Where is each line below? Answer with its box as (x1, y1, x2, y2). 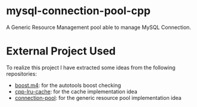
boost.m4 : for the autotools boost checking (14, 82, 121, 89)
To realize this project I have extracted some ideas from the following (6, 64, 176, 71)
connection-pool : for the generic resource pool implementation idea (14, 94, 182, 101)
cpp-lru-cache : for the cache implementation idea (14, 87, 137, 95)
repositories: (6, 70, 37, 77)
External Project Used (6, 44, 116, 58)
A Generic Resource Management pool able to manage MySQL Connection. (6, 24, 192, 31)
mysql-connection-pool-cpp (6, 4, 151, 18)
